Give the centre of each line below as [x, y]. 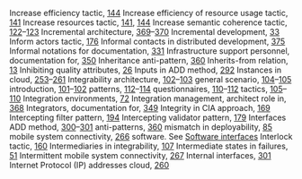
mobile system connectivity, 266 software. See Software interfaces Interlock [151, 136]
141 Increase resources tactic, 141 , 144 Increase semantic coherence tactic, [148, 22]
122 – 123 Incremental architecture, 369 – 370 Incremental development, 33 [145, 32]
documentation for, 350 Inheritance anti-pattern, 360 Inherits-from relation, [149, 60]
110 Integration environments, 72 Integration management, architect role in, [148, 98]
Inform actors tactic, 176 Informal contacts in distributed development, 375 [147, 41]
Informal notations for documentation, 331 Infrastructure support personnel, [150, 51]
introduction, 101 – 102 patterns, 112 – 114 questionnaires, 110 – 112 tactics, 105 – [148, 89]
